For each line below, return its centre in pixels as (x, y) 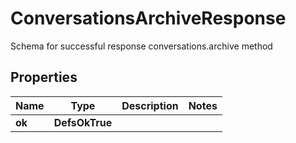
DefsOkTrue (83, 122)
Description (150, 105)
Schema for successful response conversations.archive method (141, 46)
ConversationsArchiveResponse (148, 18)
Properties (44, 77)
